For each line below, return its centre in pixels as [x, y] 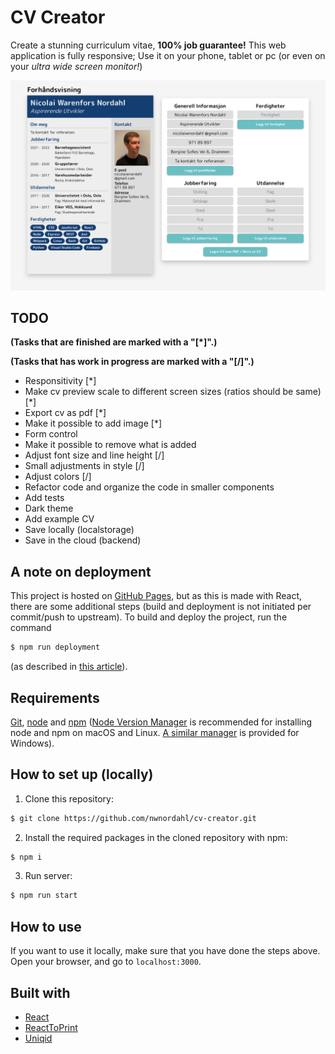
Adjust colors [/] [58, 477]
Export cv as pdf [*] [65, 413]
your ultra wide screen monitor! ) [76, 66]
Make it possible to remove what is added [110, 445]
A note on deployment [81, 571]
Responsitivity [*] [60, 381]
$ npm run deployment [55, 647]
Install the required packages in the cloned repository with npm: [156, 837]
